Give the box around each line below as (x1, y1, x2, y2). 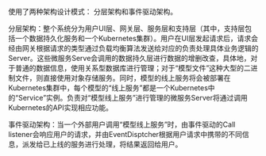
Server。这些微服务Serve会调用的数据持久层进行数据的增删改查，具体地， (8, 54, 252, 63)
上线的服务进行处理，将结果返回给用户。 (49, 139, 183, 149)
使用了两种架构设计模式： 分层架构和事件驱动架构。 (8, 7, 177, 16)
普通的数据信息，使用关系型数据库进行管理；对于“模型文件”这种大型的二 (14, 63, 252, 73)
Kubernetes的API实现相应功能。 (8, 103, 114, 112)
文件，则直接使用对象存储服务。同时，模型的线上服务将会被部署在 (14, 74, 231, 82)
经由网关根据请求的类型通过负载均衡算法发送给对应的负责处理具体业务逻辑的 (8, 44, 259, 53)
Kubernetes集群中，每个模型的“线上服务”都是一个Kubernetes (8, 83, 209, 93)
